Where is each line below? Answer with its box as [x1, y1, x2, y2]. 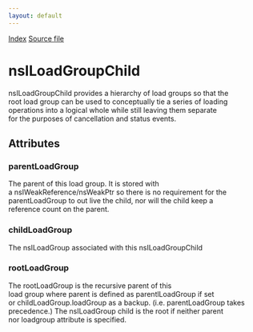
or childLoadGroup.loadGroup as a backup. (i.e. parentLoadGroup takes [8, 298, 246, 307]
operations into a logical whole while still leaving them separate [8, 105, 218, 114]
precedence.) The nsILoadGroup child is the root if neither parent [8, 306, 224, 316]
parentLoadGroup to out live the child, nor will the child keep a [8, 196, 214, 206]
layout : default [8, 11, 62, 20]
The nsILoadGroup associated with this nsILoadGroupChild [8, 242, 203, 252]
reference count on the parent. [8, 205, 110, 214]
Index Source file [8, 34, 64, 43]
